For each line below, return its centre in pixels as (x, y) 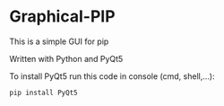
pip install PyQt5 (43, 93)
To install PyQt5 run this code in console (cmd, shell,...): (112, 76)
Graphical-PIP (62, 17)
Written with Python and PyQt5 (66, 58)
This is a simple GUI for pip (59, 41)
